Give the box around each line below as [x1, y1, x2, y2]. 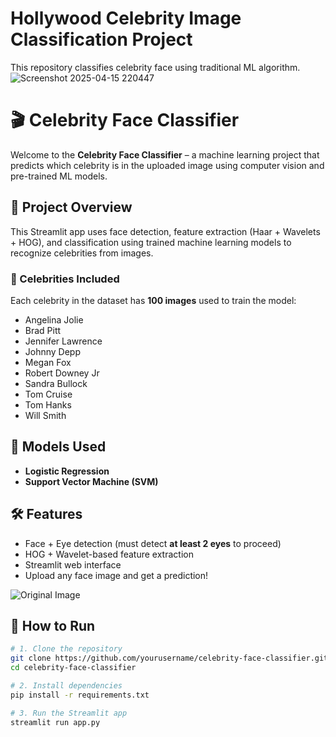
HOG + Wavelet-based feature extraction [24, 548, 194, 560]
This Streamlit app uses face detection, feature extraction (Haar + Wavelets [10, 225, 321, 237]
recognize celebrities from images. [10, 247, 154, 259]
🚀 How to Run [10, 618, 96, 634]
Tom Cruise [24, 388, 73, 400]
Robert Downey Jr [24, 367, 100, 379]
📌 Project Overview [10, 199, 133, 216]
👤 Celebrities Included [10, 272, 120, 286]
